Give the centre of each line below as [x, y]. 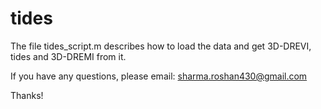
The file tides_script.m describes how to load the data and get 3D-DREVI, [161, 46]
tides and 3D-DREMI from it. [68, 56]
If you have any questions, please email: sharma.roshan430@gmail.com [159, 76]
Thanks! [27, 95]
